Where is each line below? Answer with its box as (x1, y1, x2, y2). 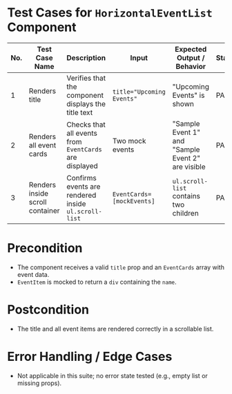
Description (66, 53, 106, 63)
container (28, 205, 60, 215)
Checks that (66, 119, 106, 129)
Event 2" (172, 153, 201, 163)
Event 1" (172, 127, 201, 137)
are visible (172, 162, 206, 172)
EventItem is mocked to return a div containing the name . (17, 278, 177, 286)
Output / (176, 53, 205, 63)
